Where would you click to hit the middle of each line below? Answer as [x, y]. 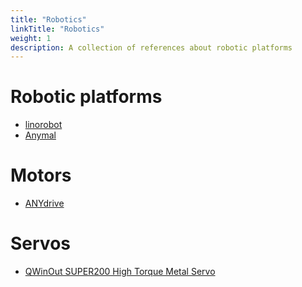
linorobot [43, 125]
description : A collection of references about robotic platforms [151, 47]
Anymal [40, 135]
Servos [40, 243]
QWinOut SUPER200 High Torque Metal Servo [120, 272]
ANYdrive [44, 203]
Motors [41, 175]
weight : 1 [31, 38]
